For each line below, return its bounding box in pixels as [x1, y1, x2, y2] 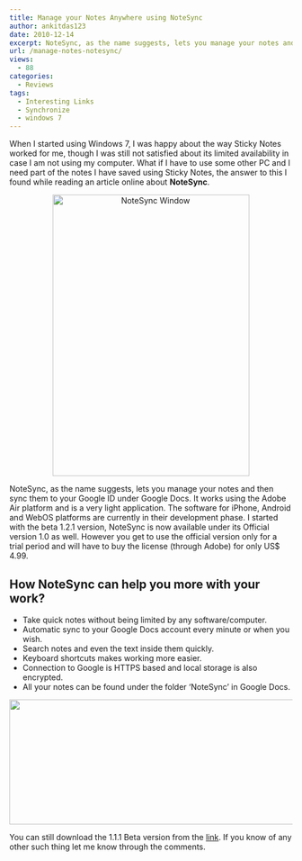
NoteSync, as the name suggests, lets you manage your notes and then [9, 484, 274, 494]
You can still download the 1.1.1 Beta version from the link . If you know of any [9, 831, 292, 842]
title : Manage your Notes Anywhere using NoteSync [9, 13, 203, 23]
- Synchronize [17, 105, 70, 114]
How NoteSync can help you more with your [9, 576, 261, 592]
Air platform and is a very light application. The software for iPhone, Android [9, 503, 291, 513]
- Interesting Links [17, 96, 94, 106]
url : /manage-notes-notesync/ [9, 47, 123, 56]
